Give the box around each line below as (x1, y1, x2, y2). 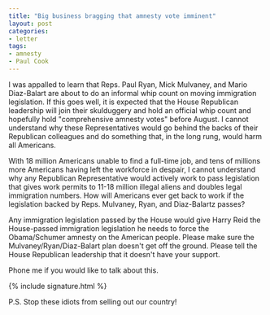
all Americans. (8, 140, 57, 150)
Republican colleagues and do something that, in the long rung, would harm (8, 131, 263, 141)
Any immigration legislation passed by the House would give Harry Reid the (8, 215, 261, 225)
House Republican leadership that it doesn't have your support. (8, 249, 221, 259)
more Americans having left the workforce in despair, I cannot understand (8, 164, 256, 174)
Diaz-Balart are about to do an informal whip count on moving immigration (8, 88, 257, 98)
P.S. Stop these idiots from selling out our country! (8, 296, 177, 306)
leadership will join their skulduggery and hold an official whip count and (8, 105, 252, 115)
